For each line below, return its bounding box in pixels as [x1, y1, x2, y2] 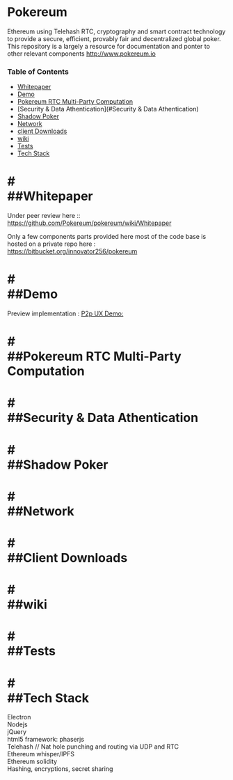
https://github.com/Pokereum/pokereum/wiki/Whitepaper [7, 219, 172, 227]
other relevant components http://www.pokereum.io [7, 49, 156, 58]
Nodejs [7, 720, 28, 728]
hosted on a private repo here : [7, 240, 96, 248]
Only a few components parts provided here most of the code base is [7, 233, 207, 241]
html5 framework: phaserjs [7, 735, 85, 744]
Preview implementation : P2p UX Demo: [7, 309, 124, 318]
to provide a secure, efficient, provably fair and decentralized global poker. [7, 34, 221, 42]
